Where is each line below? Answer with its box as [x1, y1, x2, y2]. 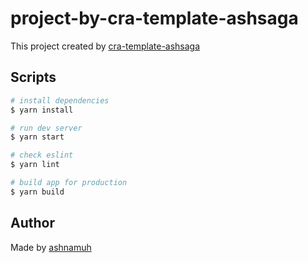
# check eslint [10, 150, 74, 161]
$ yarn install [10, 105, 74, 115]
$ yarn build [10, 187, 65, 197]
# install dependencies [10, 95, 110, 106]
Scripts [10, 69, 57, 86]
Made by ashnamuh [10, 241, 92, 253]
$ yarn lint [10, 160, 60, 170]
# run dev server [10, 123, 83, 133]
